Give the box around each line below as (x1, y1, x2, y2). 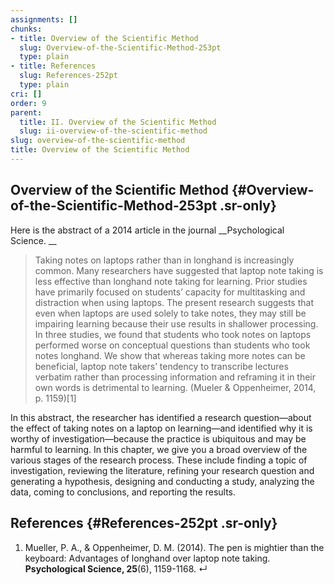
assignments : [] (10, 14, 78, 25)
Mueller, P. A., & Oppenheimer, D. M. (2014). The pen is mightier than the (24, 541, 325, 553)
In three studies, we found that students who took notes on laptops (34, 328, 312, 340)
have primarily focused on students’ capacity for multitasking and (34, 286, 306, 298)
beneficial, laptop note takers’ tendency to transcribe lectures (34, 360, 289, 372)
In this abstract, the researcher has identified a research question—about (10, 411, 312, 423)
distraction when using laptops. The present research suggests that (34, 296, 314, 308)
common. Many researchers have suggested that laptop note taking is (34, 264, 324, 276)
